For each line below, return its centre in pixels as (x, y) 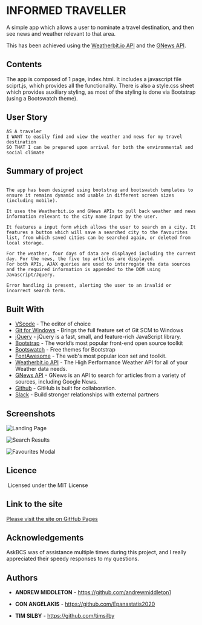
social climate (25, 152)
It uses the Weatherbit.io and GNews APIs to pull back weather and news (101, 211)
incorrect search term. (36, 291)
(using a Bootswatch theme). (42, 98)
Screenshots (31, 414)
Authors (22, 578)
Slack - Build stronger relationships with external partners (87, 394)
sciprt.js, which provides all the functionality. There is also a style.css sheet (100, 85)
